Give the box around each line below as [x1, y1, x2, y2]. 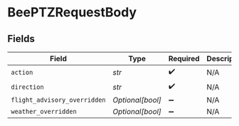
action [11, 68, 33, 76]
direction [11, 83, 44, 91]
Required [168, 54, 201, 63]
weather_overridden [11, 107, 77, 115]
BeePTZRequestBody [7, 4, 137, 21]
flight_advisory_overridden [11, 96, 106, 104]
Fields [7, 33, 36, 45]
